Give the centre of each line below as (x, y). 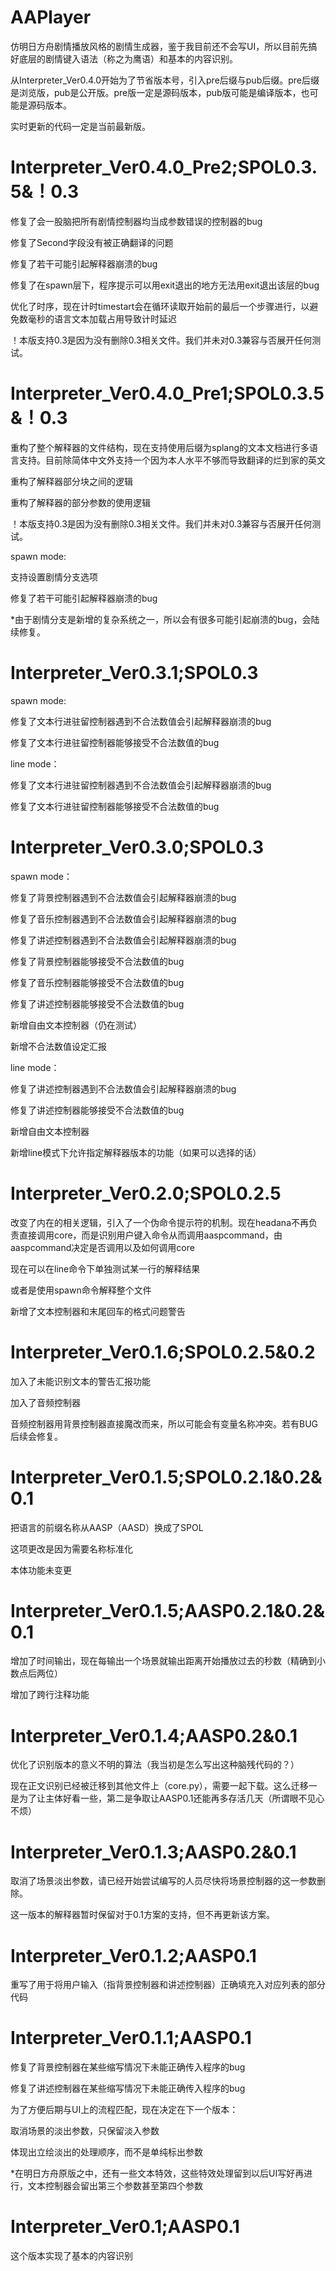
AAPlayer (51, 17)
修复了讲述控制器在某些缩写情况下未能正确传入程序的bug (128, 2088)
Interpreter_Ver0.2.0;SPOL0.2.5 (146, 1193)
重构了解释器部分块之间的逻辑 (71, 481)
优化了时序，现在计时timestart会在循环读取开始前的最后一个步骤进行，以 (160, 306)
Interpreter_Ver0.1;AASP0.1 (125, 2227)
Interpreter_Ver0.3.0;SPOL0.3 (137, 847)
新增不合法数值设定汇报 (58, 1046)
